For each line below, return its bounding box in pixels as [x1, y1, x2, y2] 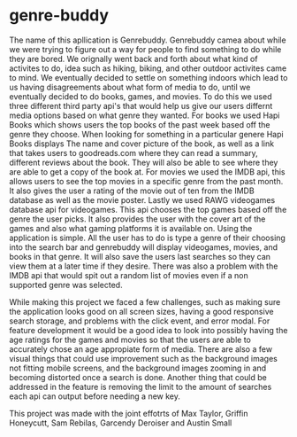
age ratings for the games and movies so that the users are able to [9, 334, 252, 345]
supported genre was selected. [9, 279, 123, 290]
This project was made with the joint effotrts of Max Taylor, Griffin [9, 408, 248, 418]
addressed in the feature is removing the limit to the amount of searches [9, 381, 272, 392]
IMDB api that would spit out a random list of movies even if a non [9, 269, 249, 280]
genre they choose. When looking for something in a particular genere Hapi [9, 129, 285, 139]
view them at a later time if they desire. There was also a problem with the [9, 261, 278, 271]
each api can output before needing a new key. [9, 391, 181, 402]
